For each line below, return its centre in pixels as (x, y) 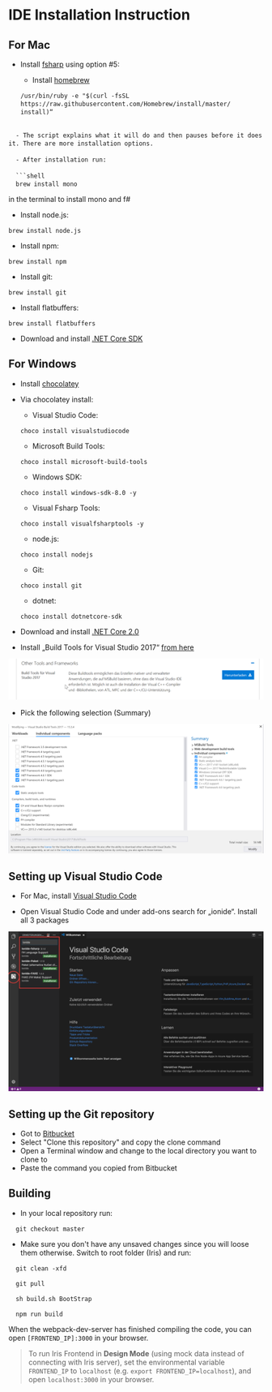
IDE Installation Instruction (99, 15)
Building (30, 1194)
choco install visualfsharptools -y (82, 524)
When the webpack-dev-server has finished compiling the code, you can (130, 1329)
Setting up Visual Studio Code (86, 876)
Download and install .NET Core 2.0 (79, 631)
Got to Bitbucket (47, 1134)
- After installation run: (61, 160)
